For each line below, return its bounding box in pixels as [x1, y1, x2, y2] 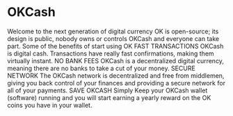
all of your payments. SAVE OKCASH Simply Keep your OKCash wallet [7, 86, 208, 94]
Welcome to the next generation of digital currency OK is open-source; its [7, 27, 219, 35]
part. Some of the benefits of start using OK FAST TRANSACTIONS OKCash [7, 42, 224, 50]
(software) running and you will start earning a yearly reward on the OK [7, 93, 211, 101]
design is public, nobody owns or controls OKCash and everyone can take [7, 34, 220, 42]
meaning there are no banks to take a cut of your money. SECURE [7, 64, 196, 72]
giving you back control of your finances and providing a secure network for [7, 78, 226, 87]
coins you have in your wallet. [7, 101, 93, 109]
